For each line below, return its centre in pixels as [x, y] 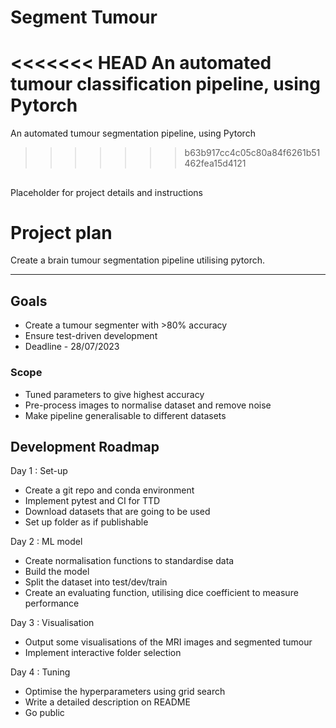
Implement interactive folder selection [103, 653]
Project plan [61, 232]
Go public [44, 713]
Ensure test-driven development [91, 336]
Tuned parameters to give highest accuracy [114, 394]
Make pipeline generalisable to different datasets [125, 415]
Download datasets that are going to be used [117, 512]
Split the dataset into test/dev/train [96, 582]
